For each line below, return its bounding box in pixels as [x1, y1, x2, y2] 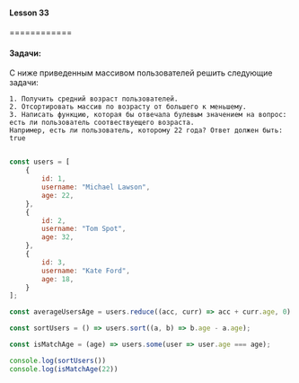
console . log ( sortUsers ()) [9, 356, 106, 365]
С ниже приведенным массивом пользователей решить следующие [9, 67, 273, 78]
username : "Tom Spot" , [41, 225, 127, 234]
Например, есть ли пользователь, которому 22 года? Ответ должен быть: [9, 126, 283, 135]
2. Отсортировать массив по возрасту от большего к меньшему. [9, 102, 247, 111]
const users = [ [9, 157, 70, 166]
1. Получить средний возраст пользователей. [9, 94, 179, 103]
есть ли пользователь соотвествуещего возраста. [9, 118, 195, 128]
